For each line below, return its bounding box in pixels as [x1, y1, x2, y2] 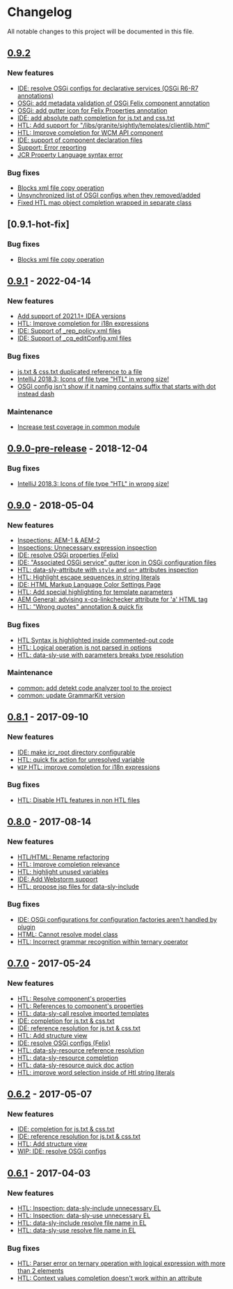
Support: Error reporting [17, 143, 87, 152]
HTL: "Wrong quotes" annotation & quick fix [17, 603, 143, 611]
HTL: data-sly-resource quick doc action [17, 1061, 134, 1069]
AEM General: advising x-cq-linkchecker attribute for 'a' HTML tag [17, 595, 208, 603]
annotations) [17, 91, 54, 99]
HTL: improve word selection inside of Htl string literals [17, 1068, 175, 1076]
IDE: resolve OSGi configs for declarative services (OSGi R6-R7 [17, 84, 199, 92]
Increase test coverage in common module [17, 422, 140, 431]
